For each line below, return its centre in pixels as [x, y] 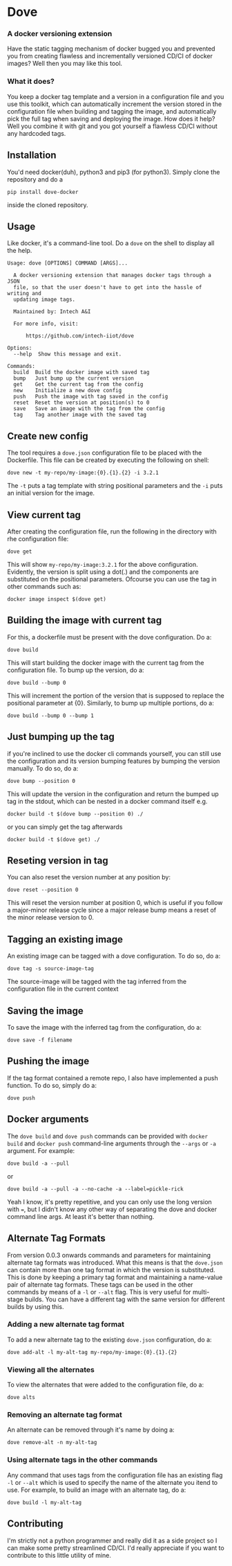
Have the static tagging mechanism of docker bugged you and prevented [111, 49]
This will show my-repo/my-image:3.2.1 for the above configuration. [103, 565]
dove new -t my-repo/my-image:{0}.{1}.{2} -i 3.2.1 [83, 473]
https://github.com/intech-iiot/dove [80, 336]
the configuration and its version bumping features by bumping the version [114, 761]
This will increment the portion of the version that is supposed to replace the [116, 695]
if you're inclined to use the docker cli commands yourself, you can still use [114, 753]
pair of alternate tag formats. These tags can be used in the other [100, 1284]
